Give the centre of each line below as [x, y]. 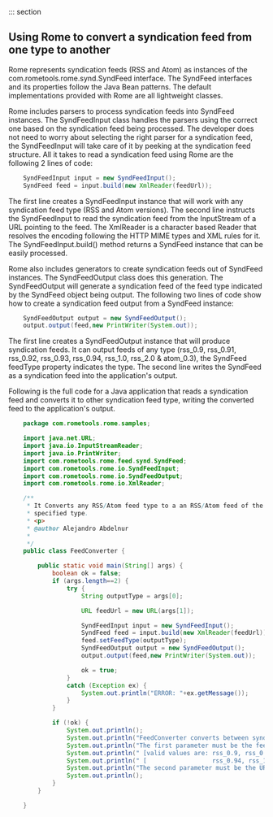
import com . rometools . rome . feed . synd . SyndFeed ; [105, 461]
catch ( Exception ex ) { [107, 685]
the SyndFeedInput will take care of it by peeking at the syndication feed [130, 146]
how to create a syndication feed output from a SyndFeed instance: [121, 303]
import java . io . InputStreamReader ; [83, 446]
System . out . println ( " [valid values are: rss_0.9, [154, 753]
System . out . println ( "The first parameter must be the [159, 745]
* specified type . [58, 514]
